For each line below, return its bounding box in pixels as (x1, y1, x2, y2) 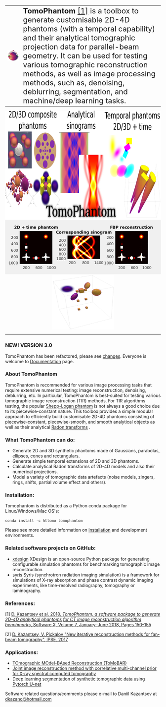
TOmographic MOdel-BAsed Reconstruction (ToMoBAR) (12, 660, 127, 666)
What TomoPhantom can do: (5, 436, 75, 443)
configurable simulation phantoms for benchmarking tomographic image (12, 561, 160, 567)
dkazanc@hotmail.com (5, 696, 52, 702)
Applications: (5, 649, 39, 655)
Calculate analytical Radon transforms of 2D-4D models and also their (12, 464, 155, 470)
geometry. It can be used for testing (23, 51, 148, 60)
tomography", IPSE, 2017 (17, 637, 68, 643)
